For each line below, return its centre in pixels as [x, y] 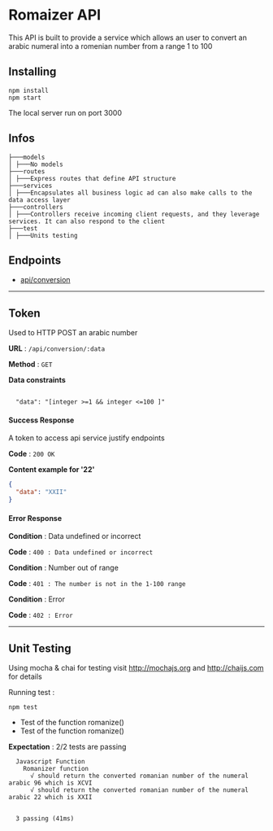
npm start [25, 98]
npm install [28, 90]
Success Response [41, 420]
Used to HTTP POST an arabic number [73, 333]
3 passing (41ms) [45, 819]
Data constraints [37, 380]
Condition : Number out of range [64, 568]
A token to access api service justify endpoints [87, 438]
